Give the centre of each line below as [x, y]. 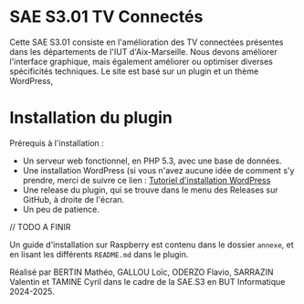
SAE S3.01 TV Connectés [106, 17]
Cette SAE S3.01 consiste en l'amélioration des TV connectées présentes [147, 42]
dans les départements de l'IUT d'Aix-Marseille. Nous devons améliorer [143, 51]
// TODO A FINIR [40, 226]
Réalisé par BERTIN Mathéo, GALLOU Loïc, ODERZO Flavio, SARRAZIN [142, 272]
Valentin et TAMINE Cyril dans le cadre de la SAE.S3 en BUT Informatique [147, 281]
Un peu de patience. [61, 209]
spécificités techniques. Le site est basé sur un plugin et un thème [134, 71]
